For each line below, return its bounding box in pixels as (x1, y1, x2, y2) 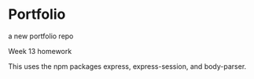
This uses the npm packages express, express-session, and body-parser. (8, 61, 247, 71)
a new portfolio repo (8, 31, 74, 41)
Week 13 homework (8, 46, 72, 56)
